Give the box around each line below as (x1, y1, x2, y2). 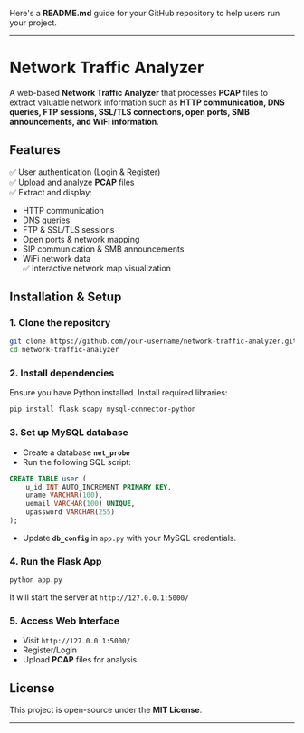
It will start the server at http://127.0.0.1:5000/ (9, 592, 189, 603)
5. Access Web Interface (9, 614, 120, 627)
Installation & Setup (9, 290, 122, 305)
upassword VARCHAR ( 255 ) (25, 508, 116, 517)
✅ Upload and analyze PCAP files (9, 176, 135, 187)
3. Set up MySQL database (9, 426, 128, 439)
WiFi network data (22, 252, 91, 263)
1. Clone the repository (9, 317, 111, 329)
